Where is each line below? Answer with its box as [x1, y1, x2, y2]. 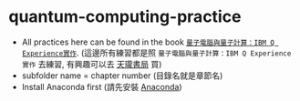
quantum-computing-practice [8, 6, 242, 27]
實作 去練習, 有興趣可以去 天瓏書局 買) [21, 58, 162, 69]
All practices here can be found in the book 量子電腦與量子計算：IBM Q [21, 36, 275, 47]
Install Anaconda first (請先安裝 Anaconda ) [21, 81, 183, 92]
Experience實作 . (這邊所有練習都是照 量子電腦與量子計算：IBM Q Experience [21, 47, 292, 58]
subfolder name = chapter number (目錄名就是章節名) [21, 70, 223, 81]
